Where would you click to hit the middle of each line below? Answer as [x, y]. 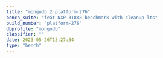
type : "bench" [24, 46]
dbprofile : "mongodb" [34, 29]
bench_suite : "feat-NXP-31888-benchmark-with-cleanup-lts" [82, 18]
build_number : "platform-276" [44, 23]
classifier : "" [25, 34]
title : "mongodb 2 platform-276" [48, 12]
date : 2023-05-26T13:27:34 [40, 40]
